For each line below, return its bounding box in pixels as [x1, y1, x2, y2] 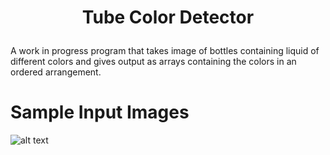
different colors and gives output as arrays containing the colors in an [10, 56, 297, 68]
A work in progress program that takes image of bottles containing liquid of [10, 45, 320, 57]
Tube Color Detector [81, 6, 255, 29]
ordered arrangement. [10, 66, 102, 78]
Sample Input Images [10, 101, 190, 124]
